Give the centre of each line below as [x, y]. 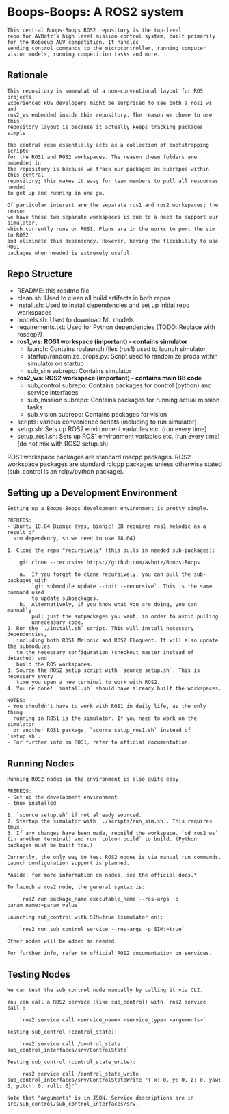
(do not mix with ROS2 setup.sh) [63, 444]
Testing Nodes [39, 974]
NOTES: [16, 701]
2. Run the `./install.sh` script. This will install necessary [100, 629]
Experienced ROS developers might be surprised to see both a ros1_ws [110, 103]
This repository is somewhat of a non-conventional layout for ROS [105, 91]
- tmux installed [32, 803]
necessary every [30, 677]
